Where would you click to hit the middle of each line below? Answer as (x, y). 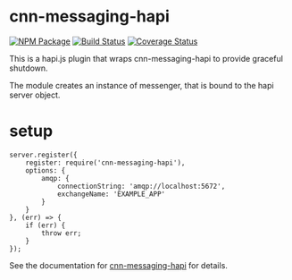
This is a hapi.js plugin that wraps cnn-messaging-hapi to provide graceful (146, 58)
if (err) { (46, 225)
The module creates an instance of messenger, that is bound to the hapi (142, 85)
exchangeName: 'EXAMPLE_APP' (111, 194)
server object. (35, 95)
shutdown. (29, 68)
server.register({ (43, 155)
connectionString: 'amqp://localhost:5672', (141, 186)
